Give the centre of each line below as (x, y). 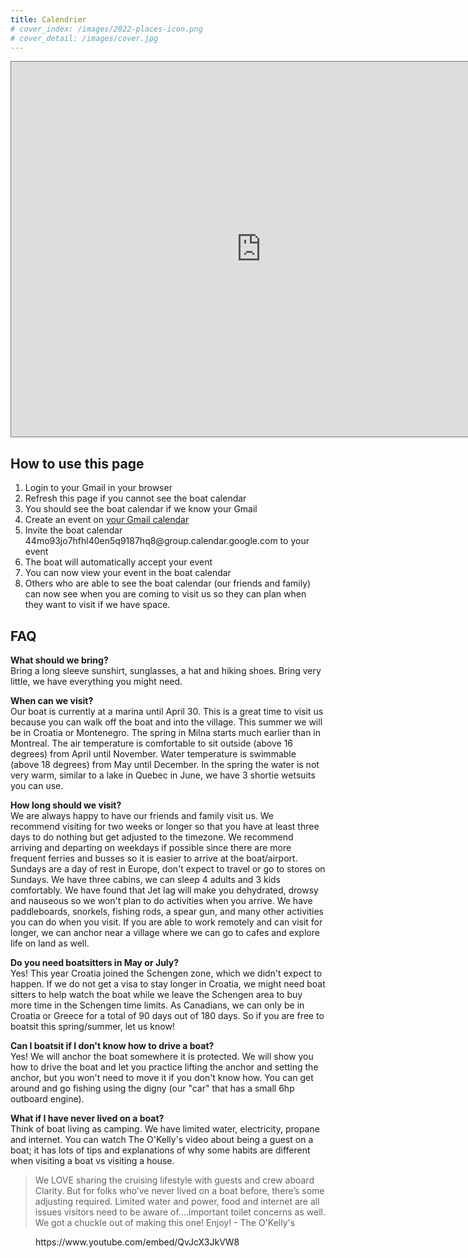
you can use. (37, 785)
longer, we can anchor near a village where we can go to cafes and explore (165, 932)
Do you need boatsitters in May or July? (95, 962)
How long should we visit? (66, 805)
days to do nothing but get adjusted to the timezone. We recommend (152, 837)
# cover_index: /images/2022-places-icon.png (106, 29)
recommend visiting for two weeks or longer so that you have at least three (165, 826)
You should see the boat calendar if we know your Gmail (141, 509)
